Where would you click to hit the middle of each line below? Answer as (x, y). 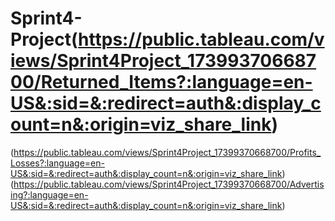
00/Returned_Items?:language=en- (161, 82)
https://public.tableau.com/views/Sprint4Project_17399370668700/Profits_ (167, 152)
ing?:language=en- (49, 194)
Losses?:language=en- (57, 163)
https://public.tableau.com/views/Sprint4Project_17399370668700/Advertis (169, 184)
